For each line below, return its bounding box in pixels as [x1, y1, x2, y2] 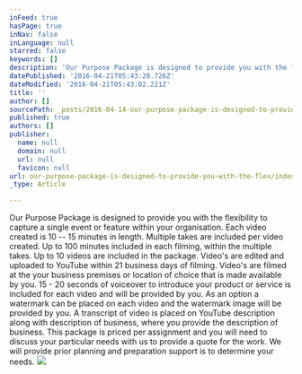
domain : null [17, 146, 67, 155]
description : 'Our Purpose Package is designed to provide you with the [9, 64, 288, 73]
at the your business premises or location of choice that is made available [9, 270, 282, 281]
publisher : [9, 130, 50, 139]
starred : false [9, 47, 67, 56]
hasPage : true [9, 22, 63, 30]
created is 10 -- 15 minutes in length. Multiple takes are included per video [9, 231, 284, 242]
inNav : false [9, 30, 58, 39]
